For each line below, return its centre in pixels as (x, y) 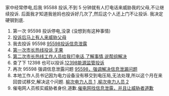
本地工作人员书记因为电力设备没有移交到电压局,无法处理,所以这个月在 (85, 75)
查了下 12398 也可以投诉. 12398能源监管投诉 (58, 63)
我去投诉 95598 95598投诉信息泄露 (50, 44)
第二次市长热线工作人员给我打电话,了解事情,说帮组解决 (70, 56)
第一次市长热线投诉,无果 (38, 50)
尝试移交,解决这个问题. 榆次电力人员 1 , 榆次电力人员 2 (73, 82)
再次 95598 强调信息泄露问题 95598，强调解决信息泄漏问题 (75, 69)
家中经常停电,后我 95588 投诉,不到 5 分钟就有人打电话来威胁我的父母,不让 (82, 7)
